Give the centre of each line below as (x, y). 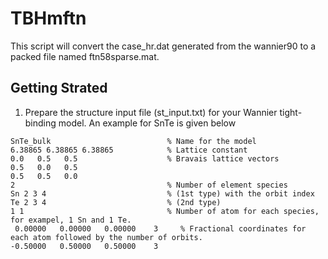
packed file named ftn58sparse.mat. (85, 56)
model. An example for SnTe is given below (147, 123)
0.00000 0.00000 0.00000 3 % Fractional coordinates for (160, 228)
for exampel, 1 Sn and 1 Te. (71, 220)
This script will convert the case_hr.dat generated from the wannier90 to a (163, 46)
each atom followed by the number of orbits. (106, 237)
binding (40, 123)
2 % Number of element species (149, 185)
